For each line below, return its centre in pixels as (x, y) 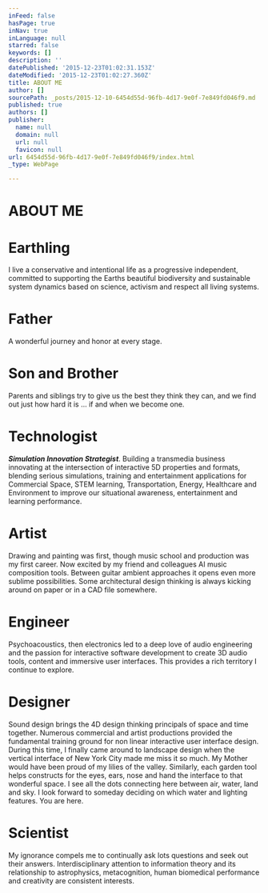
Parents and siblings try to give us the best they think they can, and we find (132, 396)
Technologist (53, 436)
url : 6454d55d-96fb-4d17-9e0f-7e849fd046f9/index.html (102, 157)
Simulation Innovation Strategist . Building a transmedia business (117, 459)
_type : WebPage (34, 165)
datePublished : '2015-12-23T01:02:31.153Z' (82, 68)
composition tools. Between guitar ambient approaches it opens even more (132, 573)
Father (31, 319)
